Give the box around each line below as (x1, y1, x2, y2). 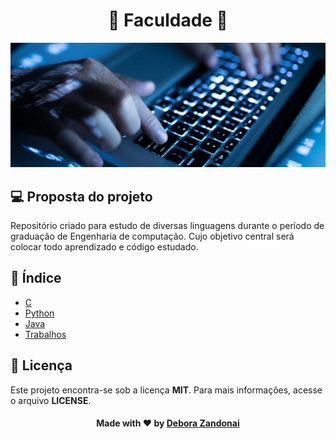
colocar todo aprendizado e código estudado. (10, 241, 199, 253)
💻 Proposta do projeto (10, 188, 153, 205)
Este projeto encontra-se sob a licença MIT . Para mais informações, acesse (10, 384, 323, 396)
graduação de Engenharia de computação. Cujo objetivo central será (10, 230, 295, 243)
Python (24, 307, 55, 319)
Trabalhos (24, 328, 67, 340)
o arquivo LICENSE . (10, 394, 92, 406)
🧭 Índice (10, 270, 62, 287)
